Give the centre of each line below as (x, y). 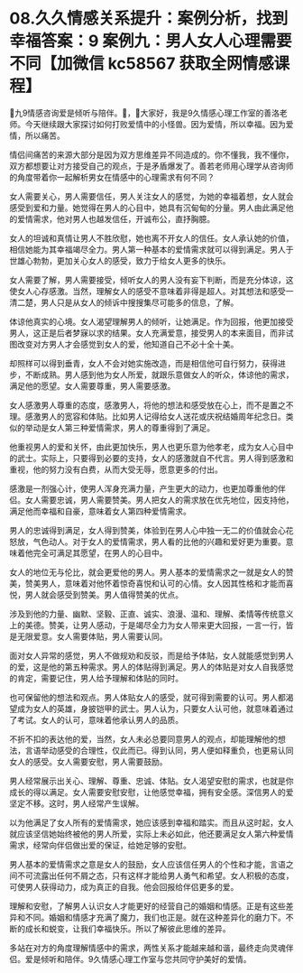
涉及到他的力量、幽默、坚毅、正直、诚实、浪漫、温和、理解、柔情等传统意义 (151, 614)
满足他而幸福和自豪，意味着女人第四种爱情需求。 (100, 511)
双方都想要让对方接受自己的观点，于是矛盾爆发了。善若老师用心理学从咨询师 (151, 166)
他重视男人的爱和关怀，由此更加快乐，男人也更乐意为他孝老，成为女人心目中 (151, 447)
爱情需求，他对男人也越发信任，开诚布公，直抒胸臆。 (115, 218)
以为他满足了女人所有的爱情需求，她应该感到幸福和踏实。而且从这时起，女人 (151, 822)
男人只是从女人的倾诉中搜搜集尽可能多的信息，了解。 (139, 302)
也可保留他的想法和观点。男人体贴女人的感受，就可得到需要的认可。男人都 (147, 697)
